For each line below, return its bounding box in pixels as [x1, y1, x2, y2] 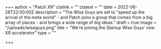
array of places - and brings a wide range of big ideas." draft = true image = [5, 19, 157, 25]
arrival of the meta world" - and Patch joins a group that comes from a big [5, 15, 153, 20]
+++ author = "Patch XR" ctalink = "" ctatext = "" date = [5, 4, 117, 10]
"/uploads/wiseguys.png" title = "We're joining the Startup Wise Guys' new [5, 25, 155, 31]
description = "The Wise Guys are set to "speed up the [35, 9, 145, 15]
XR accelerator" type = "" [5, 30, 56, 35]
